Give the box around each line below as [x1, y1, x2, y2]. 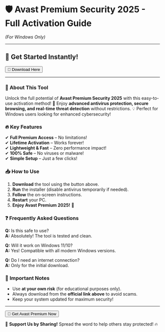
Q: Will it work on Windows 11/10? [5, 242, 73, 248]
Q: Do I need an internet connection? [5, 257, 80, 263]
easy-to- [141, 95, 159, 101]
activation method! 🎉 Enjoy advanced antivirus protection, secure [13, 100, 149, 106]
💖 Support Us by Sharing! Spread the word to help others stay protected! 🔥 [5, 321, 158, 327]
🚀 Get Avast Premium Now [7, 311, 56, 317]
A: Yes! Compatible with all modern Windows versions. [5, 247, 116, 253]
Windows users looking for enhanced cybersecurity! [5, 111, 111, 117]
